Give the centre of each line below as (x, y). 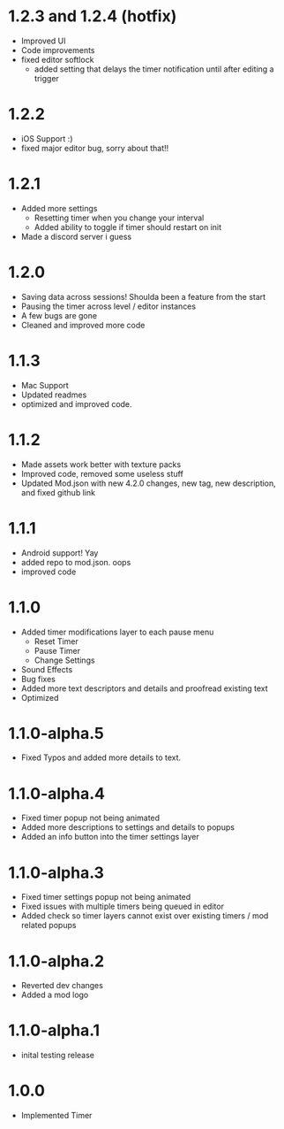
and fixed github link (58, 492)
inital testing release (57, 1056)
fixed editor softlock (57, 59)
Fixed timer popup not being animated (90, 818)
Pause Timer (57, 650)
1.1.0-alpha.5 (56, 733)
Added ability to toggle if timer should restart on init (128, 227)
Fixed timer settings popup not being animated (106, 897)
